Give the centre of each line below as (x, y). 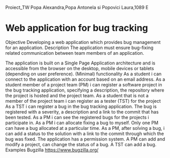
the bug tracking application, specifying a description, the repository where (85, 90)
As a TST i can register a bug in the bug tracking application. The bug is (81, 106)
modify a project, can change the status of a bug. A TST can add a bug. (81, 144)
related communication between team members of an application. (75, 53)
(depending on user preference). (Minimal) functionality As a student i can (83, 74)
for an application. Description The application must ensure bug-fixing (79, 48)
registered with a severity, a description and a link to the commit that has (82, 111)
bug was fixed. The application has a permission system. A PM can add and (85, 139)
